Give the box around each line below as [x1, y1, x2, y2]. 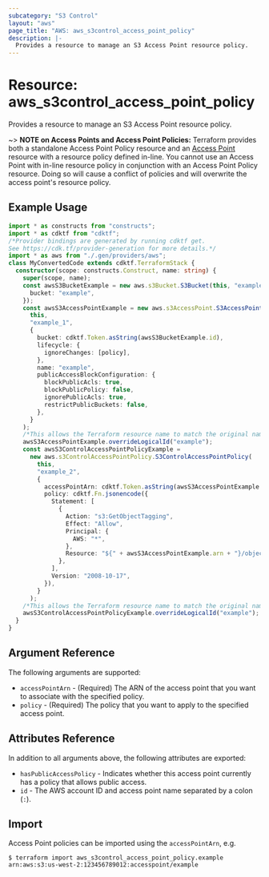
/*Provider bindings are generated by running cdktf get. [8, 237, 206, 245]
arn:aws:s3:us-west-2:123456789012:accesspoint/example [8, 861, 199, 869]
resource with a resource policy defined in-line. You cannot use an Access [8, 152, 254, 162]
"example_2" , [37, 468, 81, 476]
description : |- [8, 34, 62, 42]
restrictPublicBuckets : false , [43, 400, 149, 408]
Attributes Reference [8, 732, 115, 746]
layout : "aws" [8, 19, 56, 27]
